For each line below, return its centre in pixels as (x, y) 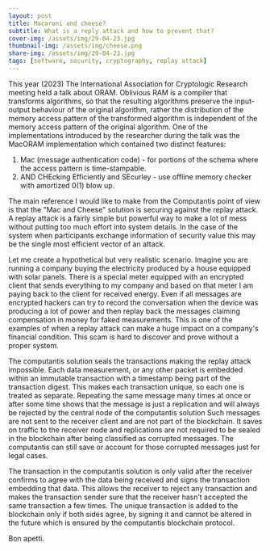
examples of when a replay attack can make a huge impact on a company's (134, 328)
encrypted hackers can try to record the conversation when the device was (133, 302)
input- (245, 101)
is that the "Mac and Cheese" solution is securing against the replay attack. (133, 209)
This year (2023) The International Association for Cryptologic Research (128, 84)
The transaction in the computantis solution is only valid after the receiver (131, 471)
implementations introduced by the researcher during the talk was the (124, 135)
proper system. (33, 345)
